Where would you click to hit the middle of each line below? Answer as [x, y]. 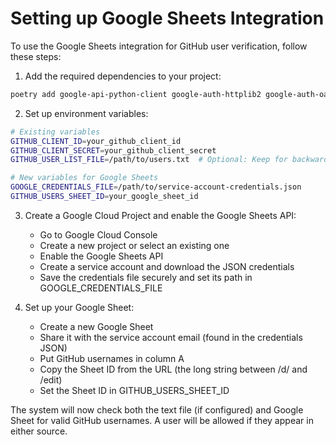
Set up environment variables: [86, 113]
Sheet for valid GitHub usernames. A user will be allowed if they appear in [162, 420]
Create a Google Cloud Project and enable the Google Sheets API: [160, 215]
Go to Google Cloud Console [98, 234]
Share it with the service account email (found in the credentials [171, 337]
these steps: [36, 56]
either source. [39, 431]
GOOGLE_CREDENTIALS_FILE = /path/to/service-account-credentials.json [156, 187]
